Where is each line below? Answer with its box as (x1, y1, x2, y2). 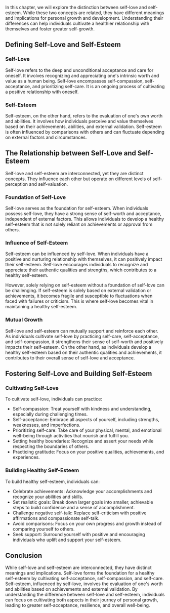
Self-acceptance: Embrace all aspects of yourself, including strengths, (12, 417, 159, 423)
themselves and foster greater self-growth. (5, 26, 95, 32)
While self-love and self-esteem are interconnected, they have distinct (5, 564, 152, 571)
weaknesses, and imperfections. (12, 422, 81, 428)
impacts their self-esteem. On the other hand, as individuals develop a (5, 344, 152, 350)
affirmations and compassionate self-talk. (12, 515, 100, 521)
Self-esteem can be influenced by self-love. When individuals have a (5, 251, 149, 257)
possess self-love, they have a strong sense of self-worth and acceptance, (5, 211, 162, 217)
